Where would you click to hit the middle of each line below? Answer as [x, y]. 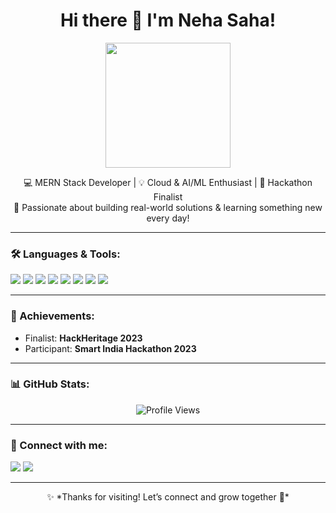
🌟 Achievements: [52, 316]
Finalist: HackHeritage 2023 [83, 338]
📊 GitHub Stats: [50, 384]
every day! [168, 218]
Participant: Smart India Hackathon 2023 [110, 348]
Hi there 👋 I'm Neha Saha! [168, 20]
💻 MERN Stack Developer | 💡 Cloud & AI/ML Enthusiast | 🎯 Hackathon [168, 182]
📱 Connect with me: [59, 445]
